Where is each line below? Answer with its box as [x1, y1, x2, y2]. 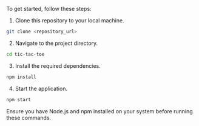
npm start [6, 96, 32, 102]
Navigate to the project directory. [15, 39, 98, 47]
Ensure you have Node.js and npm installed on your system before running [6, 107, 193, 114]
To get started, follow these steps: [6, 5, 92, 12]
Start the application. [15, 85, 68, 92]
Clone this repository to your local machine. [15, 17, 124, 24]
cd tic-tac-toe [6, 51, 45, 57]
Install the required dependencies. [15, 62, 101, 69]
